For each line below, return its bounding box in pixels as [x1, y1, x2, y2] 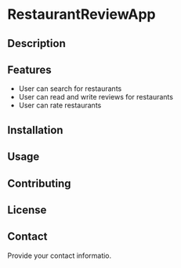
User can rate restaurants [18, 100, 102, 110]
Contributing [7, 176, 71, 190]
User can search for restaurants [18, 84, 122, 93]
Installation [7, 123, 63, 136]
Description [7, 37, 66, 50]
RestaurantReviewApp [7, 5, 156, 24]
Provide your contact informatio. [7, 251, 112, 260]
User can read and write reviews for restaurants [18, 92, 174, 102]
